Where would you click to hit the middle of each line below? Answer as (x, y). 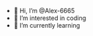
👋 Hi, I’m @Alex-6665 (44, 11)
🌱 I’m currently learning (47, 25)
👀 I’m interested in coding (50, 18)
